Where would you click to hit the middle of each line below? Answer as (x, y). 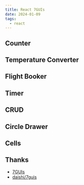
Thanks (17, 160)
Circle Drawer (27, 126)
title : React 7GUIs (25, 10)
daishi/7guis (24, 177)
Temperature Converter (42, 60)
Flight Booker (26, 77)
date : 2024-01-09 (23, 14)
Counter (18, 43)
